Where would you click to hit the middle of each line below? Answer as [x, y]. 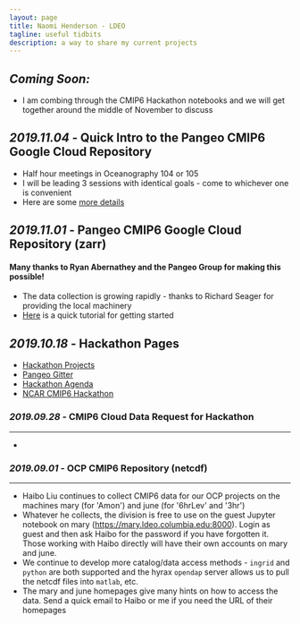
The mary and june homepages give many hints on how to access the [150, 591]
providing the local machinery [77, 306]
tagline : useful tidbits [55, 34]
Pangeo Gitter [48, 375]
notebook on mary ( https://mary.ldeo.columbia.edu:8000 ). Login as [146, 524]
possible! [27, 276]
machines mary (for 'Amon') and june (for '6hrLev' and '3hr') [133, 505]
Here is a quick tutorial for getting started [98, 315]
